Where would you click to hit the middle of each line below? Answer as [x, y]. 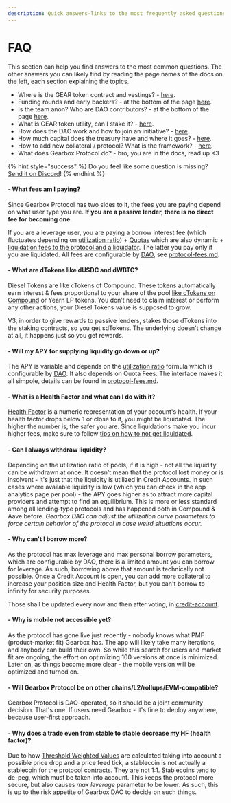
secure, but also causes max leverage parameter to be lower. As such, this [113, 785]
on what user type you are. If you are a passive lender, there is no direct [111, 212]
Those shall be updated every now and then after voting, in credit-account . [114, 604]
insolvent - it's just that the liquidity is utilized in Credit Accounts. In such [110, 479]
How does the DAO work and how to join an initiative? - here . [104, 131]
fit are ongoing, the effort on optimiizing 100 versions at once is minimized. [113, 657]
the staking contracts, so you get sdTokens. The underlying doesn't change [114, 328]
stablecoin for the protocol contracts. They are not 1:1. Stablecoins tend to [112, 770]
